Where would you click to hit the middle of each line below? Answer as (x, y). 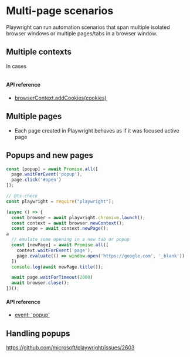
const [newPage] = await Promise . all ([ (60, 245)
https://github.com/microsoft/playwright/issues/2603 (70, 348)
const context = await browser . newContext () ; (68, 223)
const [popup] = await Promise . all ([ (52, 169)
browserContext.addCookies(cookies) (60, 98)
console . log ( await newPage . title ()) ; (57, 267)
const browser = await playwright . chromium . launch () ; (78, 217)
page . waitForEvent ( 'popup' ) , (47, 174)
